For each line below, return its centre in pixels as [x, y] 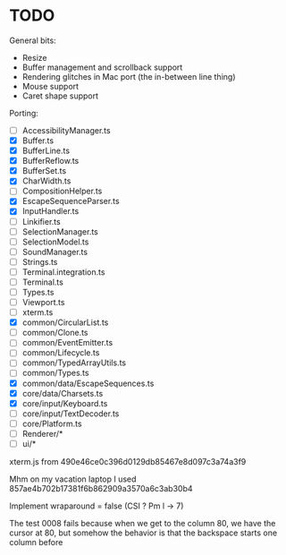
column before [36, 542]
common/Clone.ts [55, 333]
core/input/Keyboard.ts [65, 403]
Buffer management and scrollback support [102, 67]
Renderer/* [42, 433]
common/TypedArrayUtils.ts [74, 363]
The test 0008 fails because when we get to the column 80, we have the [143, 523]
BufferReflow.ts [50, 161]
